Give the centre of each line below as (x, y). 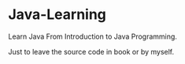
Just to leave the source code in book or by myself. (91, 51)
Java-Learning (57, 15)
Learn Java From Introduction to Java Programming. (92, 36)
